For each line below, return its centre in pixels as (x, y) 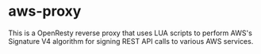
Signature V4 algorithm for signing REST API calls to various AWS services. (131, 41)
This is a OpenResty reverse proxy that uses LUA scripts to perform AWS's (130, 33)
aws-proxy (45, 11)
